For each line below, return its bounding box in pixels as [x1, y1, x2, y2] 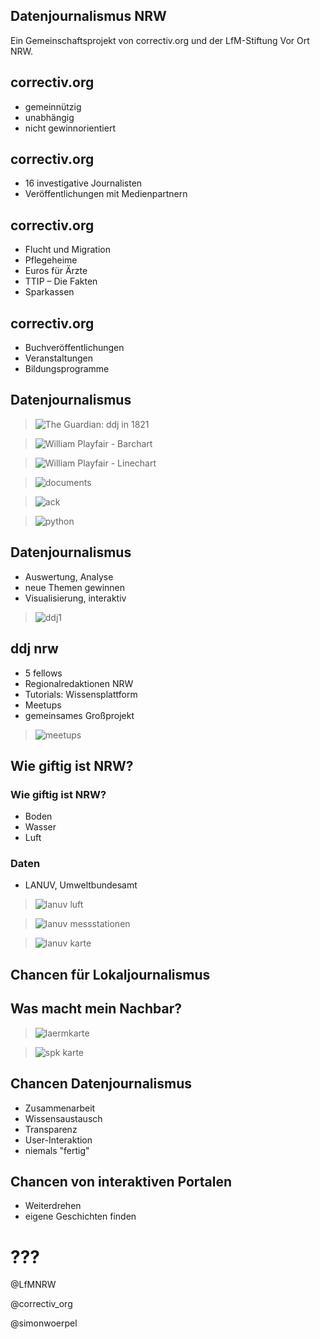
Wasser [24, 821, 57, 833]
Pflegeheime [24, 254, 78, 266]
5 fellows [24, 667, 63, 679]
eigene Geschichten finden [24, 1210, 137, 1223]
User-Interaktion [24, 1134, 93, 1146]
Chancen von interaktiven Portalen [10, 1173, 233, 1190]
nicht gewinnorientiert [24, 122, 116, 134]
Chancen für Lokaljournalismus [10, 966, 211, 983]
